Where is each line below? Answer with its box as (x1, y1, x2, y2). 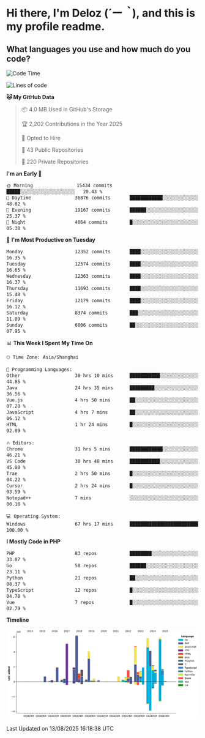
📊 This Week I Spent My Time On (6, 340, 93, 346)
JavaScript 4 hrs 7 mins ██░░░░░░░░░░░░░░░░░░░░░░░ (6, 409, 199, 416)
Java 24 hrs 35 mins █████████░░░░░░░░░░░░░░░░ (6, 385, 199, 391)
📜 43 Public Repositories (21, 146, 84, 154)
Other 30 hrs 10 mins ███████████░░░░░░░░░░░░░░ (6, 373, 199, 379)
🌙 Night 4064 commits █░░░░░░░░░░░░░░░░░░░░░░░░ (6, 219, 199, 225)
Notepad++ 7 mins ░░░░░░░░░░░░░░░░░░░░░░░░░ (6, 495, 199, 501)
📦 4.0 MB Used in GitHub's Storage (21, 106, 113, 113)
